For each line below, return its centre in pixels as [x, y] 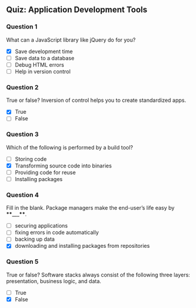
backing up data [35, 239]
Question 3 [22, 135]
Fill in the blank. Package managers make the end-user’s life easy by [90, 208]
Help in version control [43, 71]
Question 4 [23, 195]
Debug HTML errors [39, 64]
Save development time [44, 51]
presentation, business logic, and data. [54, 281]
